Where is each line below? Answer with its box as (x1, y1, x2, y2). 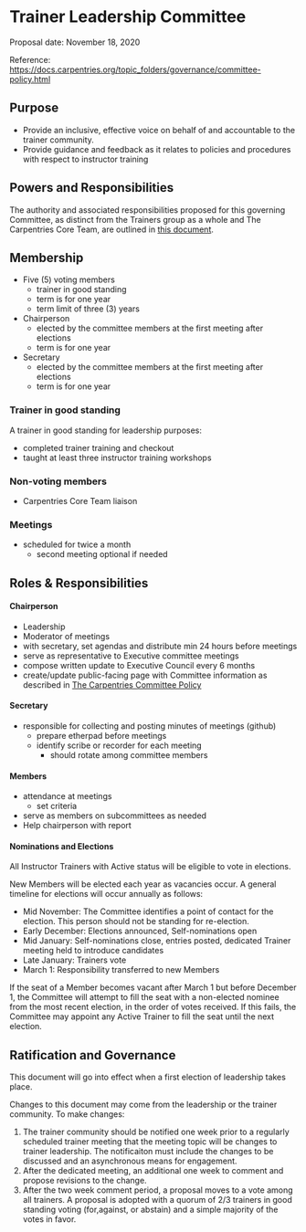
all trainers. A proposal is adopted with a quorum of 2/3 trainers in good (22, 1195, 292, 1206)
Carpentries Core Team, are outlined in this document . (9, 224, 215, 235)
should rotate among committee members (49, 750, 208, 761)
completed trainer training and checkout (22, 442, 174, 453)
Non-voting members (9, 475, 108, 488)
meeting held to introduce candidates (22, 945, 164, 956)
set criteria (36, 801, 78, 812)
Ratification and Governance (9, 1048, 176, 1063)
